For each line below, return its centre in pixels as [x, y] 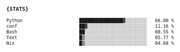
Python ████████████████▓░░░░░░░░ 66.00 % [90, 21]
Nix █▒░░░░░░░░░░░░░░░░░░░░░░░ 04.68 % [90, 43]
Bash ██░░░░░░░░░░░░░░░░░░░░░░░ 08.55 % [90, 32]
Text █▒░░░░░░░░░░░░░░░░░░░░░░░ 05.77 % [90, 37]
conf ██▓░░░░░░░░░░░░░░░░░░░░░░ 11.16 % [90, 27]
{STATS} [18, 9]
